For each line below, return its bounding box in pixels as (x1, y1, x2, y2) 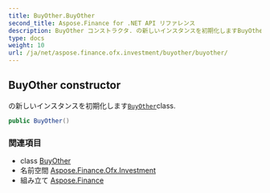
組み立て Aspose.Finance (19, 175, 104, 185)
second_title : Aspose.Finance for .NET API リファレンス (8, 19, 195, 27)
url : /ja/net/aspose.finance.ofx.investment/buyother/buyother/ (8, 49, 228, 57)
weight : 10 (8, 42, 45, 50)
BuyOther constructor (8, 78, 121, 92)
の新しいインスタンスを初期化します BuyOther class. (8, 101, 176, 111)
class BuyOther (19, 155, 72, 165)
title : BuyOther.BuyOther (8, 11, 95, 20)
